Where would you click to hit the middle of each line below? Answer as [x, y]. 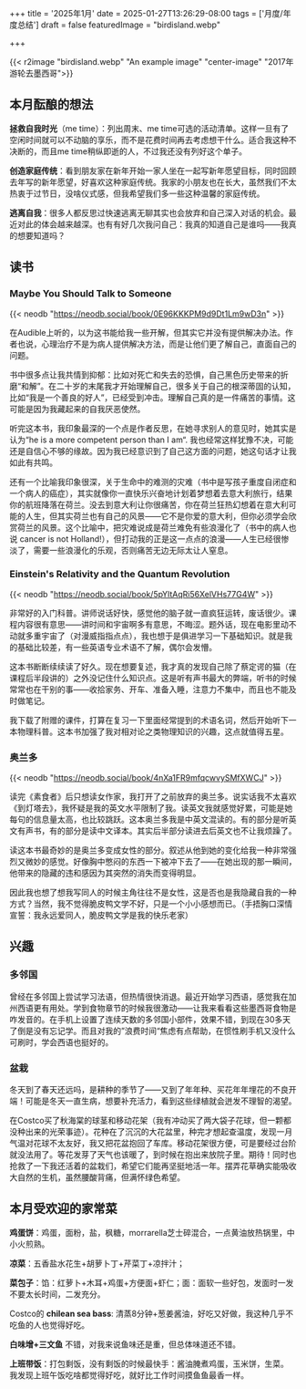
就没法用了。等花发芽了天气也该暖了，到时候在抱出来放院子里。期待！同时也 [153, 1155]
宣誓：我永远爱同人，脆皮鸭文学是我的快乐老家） [101, 916]
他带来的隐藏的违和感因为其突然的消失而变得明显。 [105, 873]
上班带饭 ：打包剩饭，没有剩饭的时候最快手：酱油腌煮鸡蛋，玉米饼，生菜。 [149, 1363]
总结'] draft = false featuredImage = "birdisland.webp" [119, 25]
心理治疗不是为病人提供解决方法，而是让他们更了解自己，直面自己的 [168, 344]
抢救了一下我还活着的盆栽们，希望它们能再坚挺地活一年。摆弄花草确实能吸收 [153, 1166]
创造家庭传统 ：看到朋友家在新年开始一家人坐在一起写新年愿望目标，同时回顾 [153, 171]
